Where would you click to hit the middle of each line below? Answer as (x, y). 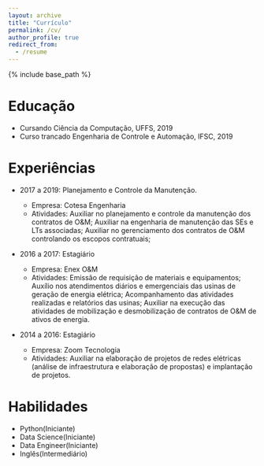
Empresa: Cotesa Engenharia (78, 205)
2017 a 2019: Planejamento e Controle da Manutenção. (108, 190)
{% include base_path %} (50, 74)
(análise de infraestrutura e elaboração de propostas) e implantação (142, 366)
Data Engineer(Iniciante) (59, 445)
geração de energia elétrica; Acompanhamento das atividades (132, 294)
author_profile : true (44, 37)
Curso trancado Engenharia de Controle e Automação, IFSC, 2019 (126, 136)
